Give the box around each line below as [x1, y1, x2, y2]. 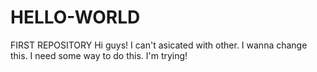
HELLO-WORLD [10, 6, 141, 29]
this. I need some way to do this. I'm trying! [10, 49, 188, 61]
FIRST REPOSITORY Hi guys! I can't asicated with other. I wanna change [10, 39, 308, 51]
